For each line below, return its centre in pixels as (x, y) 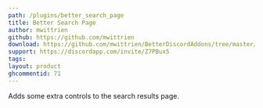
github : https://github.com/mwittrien (71, 37)
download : (24, 45)
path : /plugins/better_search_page (66, 15)
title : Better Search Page (52, 23)
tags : (17, 59)
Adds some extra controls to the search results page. (94, 95)
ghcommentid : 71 (34, 74)
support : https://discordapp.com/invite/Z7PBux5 (89, 52)
